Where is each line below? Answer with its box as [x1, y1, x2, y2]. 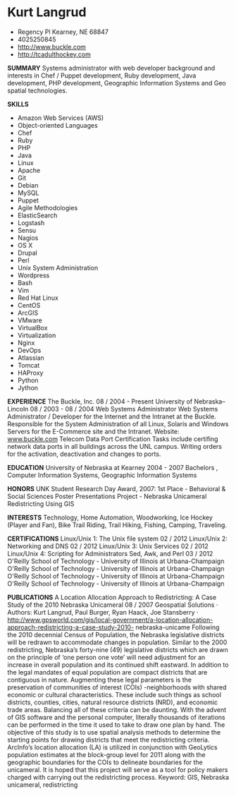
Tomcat [17, 361, 40, 369]
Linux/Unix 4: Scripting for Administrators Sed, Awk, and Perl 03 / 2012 [7, 549, 213, 557]
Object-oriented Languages [17, 121, 99, 129]
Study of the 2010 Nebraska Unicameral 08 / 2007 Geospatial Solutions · [7, 601, 218, 609]
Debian [17, 181, 39, 189]
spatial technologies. [7, 86, 68, 95]
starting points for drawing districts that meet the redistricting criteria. [7, 735, 210, 744]
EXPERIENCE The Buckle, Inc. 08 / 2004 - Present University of [7, 397, 193, 406]
